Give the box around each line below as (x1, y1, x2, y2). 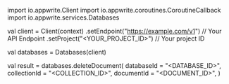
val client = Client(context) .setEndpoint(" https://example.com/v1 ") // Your (7, 27, 222, 35)
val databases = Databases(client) (7, 48, 107, 56)
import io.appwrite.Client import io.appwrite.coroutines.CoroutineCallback (7, 6, 221, 14)
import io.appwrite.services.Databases (7, 13, 120, 22)
